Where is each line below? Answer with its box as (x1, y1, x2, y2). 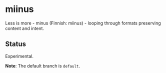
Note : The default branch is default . (5, 62, 80, 68)
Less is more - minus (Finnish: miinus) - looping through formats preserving (5, 20, 161, 26)
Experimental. (5, 53, 34, 59)
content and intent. (5, 25, 44, 31)
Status (5, 40, 26, 48)
